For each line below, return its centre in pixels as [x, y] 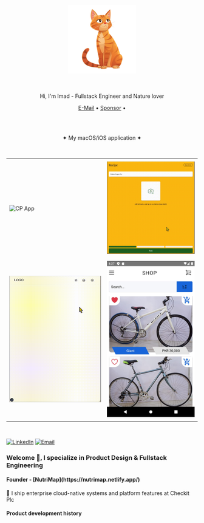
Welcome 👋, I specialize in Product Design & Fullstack [87, 457]
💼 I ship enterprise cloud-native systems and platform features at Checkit [98, 493]
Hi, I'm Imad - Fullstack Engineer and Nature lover [102, 96]
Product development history [44, 513]
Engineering [25, 465]
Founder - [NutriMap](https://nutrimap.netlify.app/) [73, 480]
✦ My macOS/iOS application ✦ [102, 138]
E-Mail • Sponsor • [102, 108]
